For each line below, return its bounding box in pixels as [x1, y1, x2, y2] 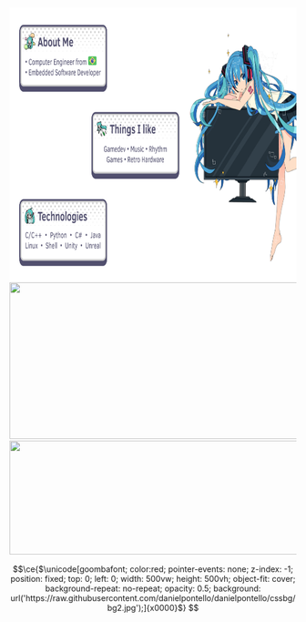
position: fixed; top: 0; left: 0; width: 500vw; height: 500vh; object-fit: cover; [10, 574, 296, 584]
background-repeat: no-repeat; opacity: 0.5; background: [45, 583, 261, 594]
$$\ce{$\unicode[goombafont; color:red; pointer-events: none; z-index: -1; [12, 564, 294, 575]
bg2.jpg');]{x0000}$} [107, 603, 187, 613]
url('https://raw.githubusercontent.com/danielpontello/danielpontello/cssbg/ [10, 593, 296, 603]
